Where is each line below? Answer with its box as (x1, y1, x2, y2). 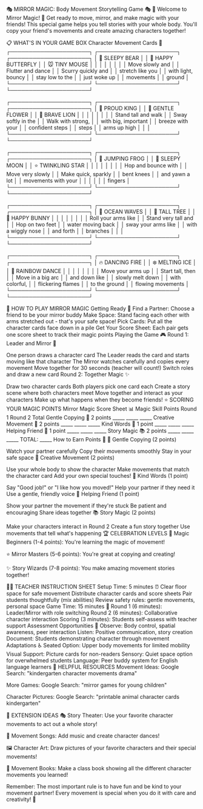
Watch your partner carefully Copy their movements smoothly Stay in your (6, 447, 192, 455)
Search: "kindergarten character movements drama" (6, 670, 138, 677)
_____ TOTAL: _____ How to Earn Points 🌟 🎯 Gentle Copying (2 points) (6, 436, 177, 443)
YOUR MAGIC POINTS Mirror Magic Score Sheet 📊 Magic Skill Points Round (6, 405, 197, 412)
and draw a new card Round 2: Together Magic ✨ (6, 371, 130, 378)
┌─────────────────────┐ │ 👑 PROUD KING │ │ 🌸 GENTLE (6, 105, 175, 111)
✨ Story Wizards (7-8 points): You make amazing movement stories (6, 564, 175, 572)
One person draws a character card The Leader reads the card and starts (6, 351, 190, 358)
